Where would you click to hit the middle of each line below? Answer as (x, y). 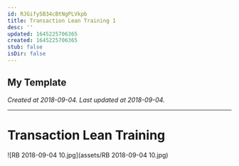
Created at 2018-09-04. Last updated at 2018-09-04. (86, 100)
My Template (37, 83)
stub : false (25, 47)
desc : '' (20, 27)
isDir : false (27, 54)
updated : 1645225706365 (43, 34)
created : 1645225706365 (43, 41)
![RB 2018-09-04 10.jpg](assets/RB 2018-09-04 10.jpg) (88, 155)
